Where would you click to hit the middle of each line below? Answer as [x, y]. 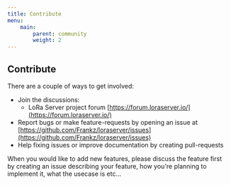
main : [28, 27]
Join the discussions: [49, 99]
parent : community [60, 34]
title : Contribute [34, 14]
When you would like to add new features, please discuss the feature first [114, 158]
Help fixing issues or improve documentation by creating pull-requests [120, 145]
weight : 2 [47, 40]
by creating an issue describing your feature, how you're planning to [107, 166]
